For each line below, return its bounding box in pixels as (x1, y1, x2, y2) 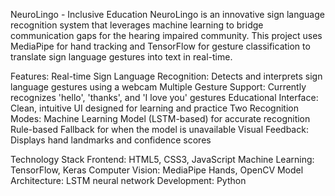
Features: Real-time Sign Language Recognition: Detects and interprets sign (10, 70, 323, 82)
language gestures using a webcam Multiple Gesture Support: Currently (10, 81, 307, 93)
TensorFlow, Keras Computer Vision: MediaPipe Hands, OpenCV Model (10, 164, 304, 176)
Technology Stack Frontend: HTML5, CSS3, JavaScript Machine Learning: (10, 154, 315, 165)
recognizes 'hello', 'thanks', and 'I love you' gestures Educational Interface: (10, 92, 319, 103)
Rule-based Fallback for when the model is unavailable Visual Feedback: (10, 124, 309, 135)
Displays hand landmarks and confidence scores (10, 134, 212, 146)
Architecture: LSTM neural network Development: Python (10, 175, 247, 186)
